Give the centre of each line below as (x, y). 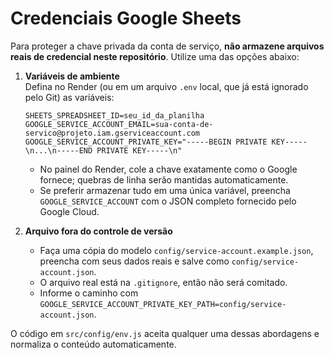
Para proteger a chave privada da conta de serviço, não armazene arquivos (167, 46)
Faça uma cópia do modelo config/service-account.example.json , (176, 250)
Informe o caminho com (89, 293)
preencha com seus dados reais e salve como (134, 261)
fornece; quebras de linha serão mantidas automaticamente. (164, 179)
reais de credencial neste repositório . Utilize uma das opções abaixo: (155, 56)
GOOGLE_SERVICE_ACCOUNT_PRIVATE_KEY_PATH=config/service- (163, 304)
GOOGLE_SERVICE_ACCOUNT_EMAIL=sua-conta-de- (119, 124)
